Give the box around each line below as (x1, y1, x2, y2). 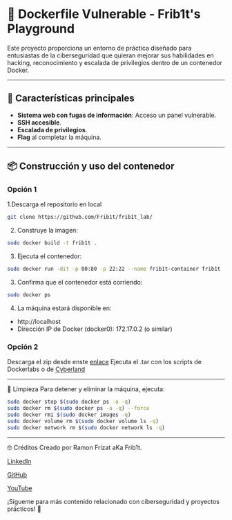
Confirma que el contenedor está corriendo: (17, 278, 143, 287)
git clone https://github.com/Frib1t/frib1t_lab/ (7, 214, 153, 221)
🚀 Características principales (7, 93, 135, 105)
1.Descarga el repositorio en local (7, 200, 102, 208)
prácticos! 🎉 (7, 505, 41, 513)
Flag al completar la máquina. (17, 133, 102, 141)
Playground (7, 21, 75, 37)
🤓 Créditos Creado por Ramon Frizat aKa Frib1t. (7, 443, 142, 451)
